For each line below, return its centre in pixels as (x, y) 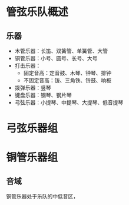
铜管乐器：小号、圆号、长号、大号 (56, 58)
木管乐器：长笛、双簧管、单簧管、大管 (61, 51)
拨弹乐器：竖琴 (33, 88)
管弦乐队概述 (37, 12)
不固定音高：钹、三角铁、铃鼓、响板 (67, 80)
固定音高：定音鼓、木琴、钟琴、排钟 (67, 73)
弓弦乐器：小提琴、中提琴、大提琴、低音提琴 (69, 102)
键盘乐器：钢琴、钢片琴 (43, 95)
